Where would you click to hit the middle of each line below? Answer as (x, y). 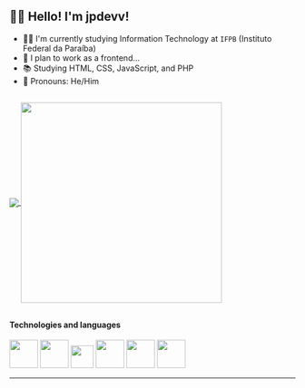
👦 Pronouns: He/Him (61, 81)
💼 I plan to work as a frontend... (81, 58)
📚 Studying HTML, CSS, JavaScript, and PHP (108, 68)
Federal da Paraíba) (59, 48)
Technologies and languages (65, 325)
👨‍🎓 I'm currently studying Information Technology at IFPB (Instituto (147, 38)
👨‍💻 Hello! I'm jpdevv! (69, 17)
